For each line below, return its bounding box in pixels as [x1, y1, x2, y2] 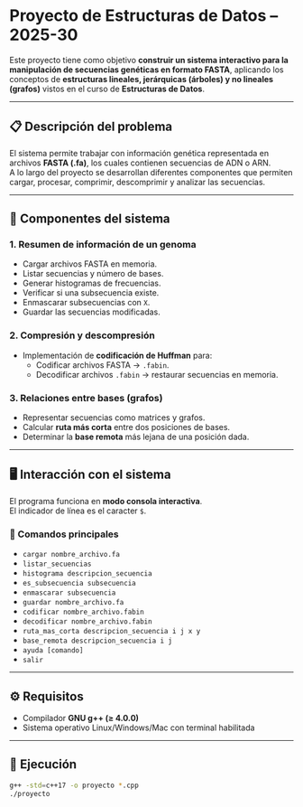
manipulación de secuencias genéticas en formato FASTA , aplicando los [9, 64, 284, 75]
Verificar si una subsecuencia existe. [22, 287, 160, 298]
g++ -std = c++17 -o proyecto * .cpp [9, 781, 140, 790]
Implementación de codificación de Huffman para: [22, 350, 213, 361]
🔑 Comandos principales [9, 528, 119, 540]
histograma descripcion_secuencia [22, 569, 152, 578]
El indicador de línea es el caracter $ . [9, 505, 147, 516]
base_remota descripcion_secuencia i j [22, 636, 173, 646]
